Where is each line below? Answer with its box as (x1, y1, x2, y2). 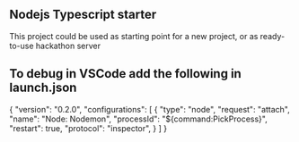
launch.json (9, 80, 77, 96)
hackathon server (35, 40, 101, 51)
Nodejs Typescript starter (9, 7, 157, 22)
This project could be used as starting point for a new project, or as (9, 30, 259, 41)
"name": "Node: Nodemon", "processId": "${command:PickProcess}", (9, 113, 268, 124)
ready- (259, 30, 286, 41)
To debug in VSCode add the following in (9, 66, 242, 81)
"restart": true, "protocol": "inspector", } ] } (9, 122, 168, 133)
